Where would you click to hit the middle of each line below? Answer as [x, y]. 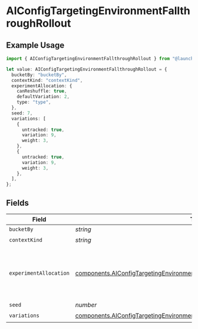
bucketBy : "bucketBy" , [39, 75]
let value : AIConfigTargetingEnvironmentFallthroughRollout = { [87, 69]
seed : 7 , [22, 113]
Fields [18, 203]
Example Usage [35, 45]
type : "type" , [34, 102]
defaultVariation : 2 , [43, 97]
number [86, 305]
